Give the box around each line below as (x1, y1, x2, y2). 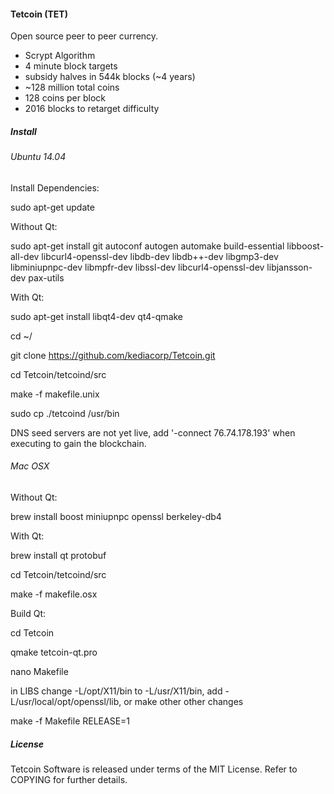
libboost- (286, 240, 325, 252)
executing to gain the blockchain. (10, 437, 147, 449)
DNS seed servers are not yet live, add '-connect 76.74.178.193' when (10, 426, 296, 439)
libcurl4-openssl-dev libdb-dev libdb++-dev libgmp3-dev (41, 250, 279, 262)
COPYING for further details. (10, 773, 128, 785)
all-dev (10, 250, 40, 262)
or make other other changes (123, 695, 244, 707)
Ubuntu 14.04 (10, 151, 67, 163)
